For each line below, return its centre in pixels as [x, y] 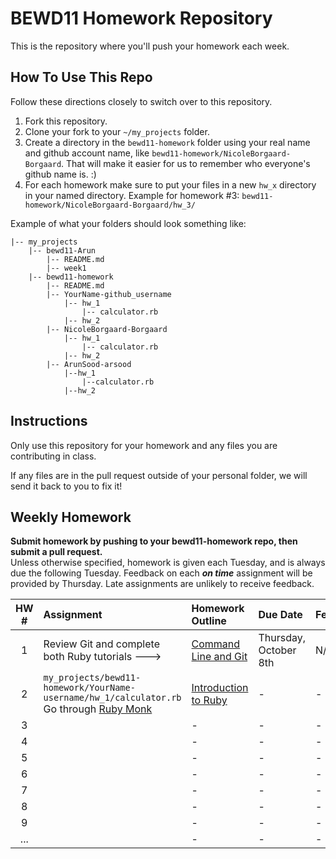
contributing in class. [53, 456]
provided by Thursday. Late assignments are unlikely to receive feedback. [162, 584]
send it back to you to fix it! [66, 486]
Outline [209, 621]
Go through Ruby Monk [98, 709]
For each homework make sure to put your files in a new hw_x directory [170, 184]
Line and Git [219, 657]
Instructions [49, 421]
